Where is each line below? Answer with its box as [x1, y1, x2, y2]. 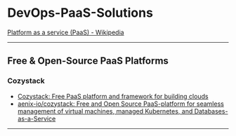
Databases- [194, 107, 228, 115]
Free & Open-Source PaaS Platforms [7, 55, 169, 67]
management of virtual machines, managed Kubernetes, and [17, 107, 193, 115]
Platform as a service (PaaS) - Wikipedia [7, 28, 124, 36]
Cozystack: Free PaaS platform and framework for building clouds [17, 92, 209, 100]
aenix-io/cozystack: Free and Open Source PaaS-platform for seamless [17, 100, 225, 108]
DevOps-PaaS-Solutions [7, 5, 153, 21]
